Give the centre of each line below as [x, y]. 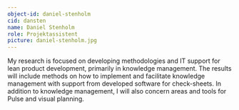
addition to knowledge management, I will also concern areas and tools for [117, 91]
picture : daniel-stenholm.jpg [52, 41]
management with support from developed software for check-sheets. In [114, 84]
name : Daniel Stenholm [41, 27]
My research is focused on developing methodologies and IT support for [114, 61]
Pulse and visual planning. [46, 99]
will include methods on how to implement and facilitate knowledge [106, 76]
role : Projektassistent [43, 34]
